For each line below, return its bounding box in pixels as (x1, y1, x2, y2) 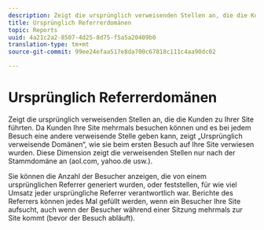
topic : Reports (8, 26, 58, 34)
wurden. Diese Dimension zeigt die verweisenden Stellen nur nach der (8, 148, 236, 157)
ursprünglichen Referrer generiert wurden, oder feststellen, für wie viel (8, 180, 237, 189)
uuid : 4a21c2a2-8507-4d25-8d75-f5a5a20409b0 (8, 33, 156, 42)
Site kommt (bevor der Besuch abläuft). (8, 213, 136, 222)
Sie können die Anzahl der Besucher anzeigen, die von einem (8, 171, 207, 181)
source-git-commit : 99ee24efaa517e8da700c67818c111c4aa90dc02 (8, 48, 216, 56)
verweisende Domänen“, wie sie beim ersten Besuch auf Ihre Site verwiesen (8, 139, 255, 149)
